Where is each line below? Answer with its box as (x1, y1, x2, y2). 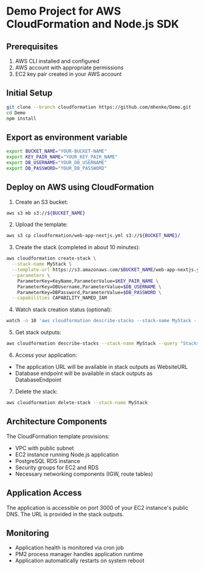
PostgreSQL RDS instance (15, 457, 81, 464)
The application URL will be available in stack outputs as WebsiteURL (15, 363, 188, 371)
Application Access (6, 488, 82, 498)
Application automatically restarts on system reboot (15, 557, 144, 565)
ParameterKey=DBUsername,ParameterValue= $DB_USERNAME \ (17, 284, 162, 290)
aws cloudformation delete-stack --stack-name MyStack (6, 400, 148, 406)
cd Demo (6, 109, 26, 116)
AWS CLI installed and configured (15, 58, 100, 64)
